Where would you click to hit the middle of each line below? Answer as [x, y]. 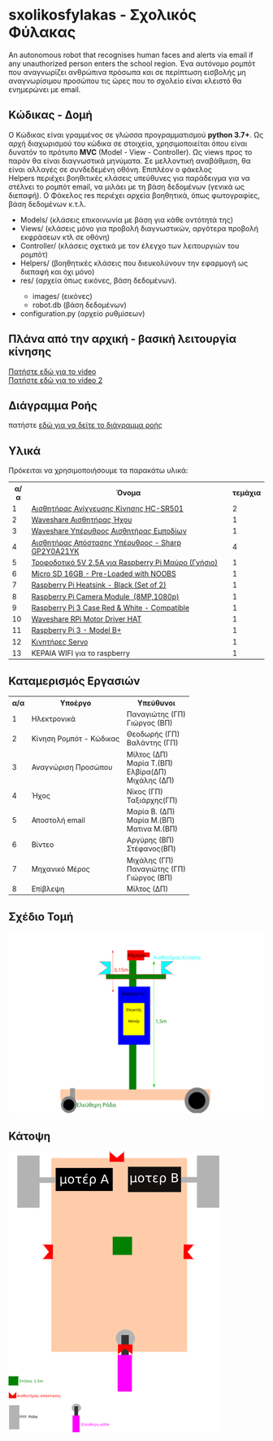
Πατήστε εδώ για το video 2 [56, 380]
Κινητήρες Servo [60, 642]
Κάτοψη [30, 1136]
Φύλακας [42, 32]
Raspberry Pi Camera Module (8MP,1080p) [105, 596]
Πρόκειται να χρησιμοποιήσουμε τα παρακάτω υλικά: [98, 471]
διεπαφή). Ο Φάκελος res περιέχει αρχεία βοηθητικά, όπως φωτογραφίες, [134, 195]
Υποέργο [76, 703]
